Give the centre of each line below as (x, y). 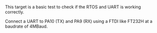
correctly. (15, 12)
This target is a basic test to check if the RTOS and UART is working (73, 7)
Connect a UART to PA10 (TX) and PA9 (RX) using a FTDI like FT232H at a (79, 21)
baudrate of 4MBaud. (26, 26)
